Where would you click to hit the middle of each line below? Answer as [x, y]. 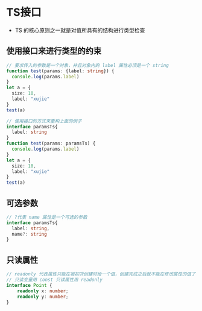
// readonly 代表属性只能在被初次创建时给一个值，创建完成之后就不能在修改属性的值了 [101, 274]
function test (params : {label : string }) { [60, 71]
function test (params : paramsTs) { [51, 143]
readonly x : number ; [43, 291]
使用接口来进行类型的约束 [54, 51]
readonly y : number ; [43, 297]
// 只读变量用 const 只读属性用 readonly [54, 280]
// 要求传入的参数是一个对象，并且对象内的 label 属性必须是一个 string [87, 65]
